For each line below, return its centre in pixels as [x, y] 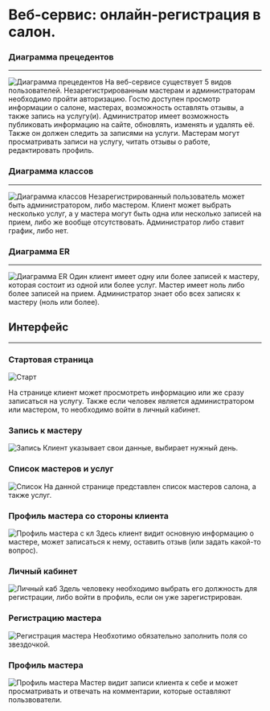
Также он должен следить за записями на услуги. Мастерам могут [124, 134]
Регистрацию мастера [55, 619]
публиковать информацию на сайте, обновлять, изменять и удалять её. [132, 125]
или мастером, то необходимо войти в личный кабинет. [104, 410]
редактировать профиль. [51, 150]
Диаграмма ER [39, 251]
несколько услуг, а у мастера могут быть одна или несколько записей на [135, 213]
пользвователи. [35, 699]
